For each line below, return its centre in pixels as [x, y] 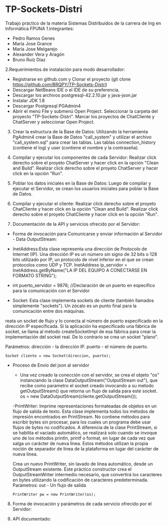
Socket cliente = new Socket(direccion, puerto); [58, 356]
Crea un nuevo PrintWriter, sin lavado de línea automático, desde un [82, 464]
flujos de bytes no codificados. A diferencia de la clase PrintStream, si [85, 427]
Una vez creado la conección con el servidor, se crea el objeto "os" [90, 375]
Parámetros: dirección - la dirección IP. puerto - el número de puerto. [77, 346]
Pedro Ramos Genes [34, 38]
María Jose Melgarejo [35, 49]
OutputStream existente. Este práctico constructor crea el [72, 469]
